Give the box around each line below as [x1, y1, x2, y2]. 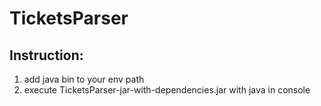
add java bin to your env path [23, 73, 145, 85]
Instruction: [9, 47, 84, 64]
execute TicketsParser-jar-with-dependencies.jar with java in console [23, 84, 311, 96]
